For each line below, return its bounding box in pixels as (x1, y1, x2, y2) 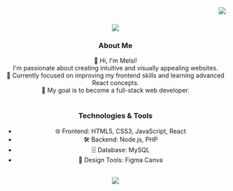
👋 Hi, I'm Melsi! (93, 56, 138, 65)
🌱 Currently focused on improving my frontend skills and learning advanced (6, 71, 225, 79)
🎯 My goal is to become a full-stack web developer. (41, 86, 190, 95)
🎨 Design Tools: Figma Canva (78, 155, 164, 164)
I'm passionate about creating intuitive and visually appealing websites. (13, 64, 218, 72)
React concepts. (92, 79, 139, 87)
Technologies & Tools (78, 111, 153, 121)
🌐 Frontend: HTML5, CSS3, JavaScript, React (55, 127, 187, 135)
